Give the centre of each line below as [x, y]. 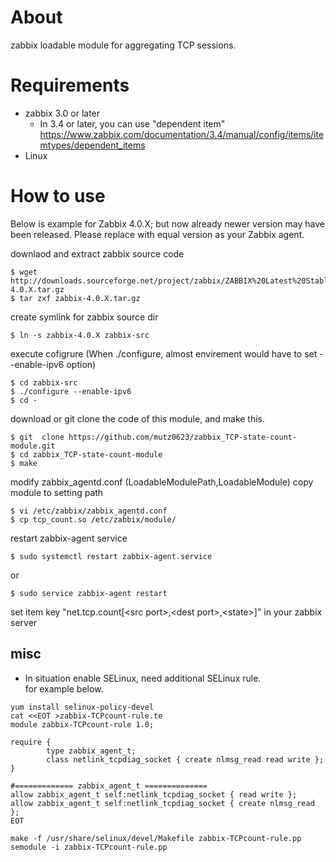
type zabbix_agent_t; [91, 751]
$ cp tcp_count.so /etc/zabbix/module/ [93, 519]
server [24, 622]
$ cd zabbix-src [44, 382]
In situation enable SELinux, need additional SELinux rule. [143, 678]
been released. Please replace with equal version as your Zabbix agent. [157, 234]
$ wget [24, 272]
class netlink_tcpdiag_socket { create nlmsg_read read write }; [185, 759]
